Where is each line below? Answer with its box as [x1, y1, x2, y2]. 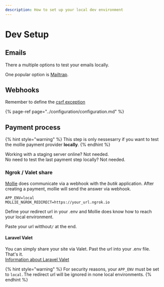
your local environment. [5, 214, 54, 220]
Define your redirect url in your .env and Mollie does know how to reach [5, 208, 152, 214]
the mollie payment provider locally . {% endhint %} [5, 142, 111, 147]
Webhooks [5, 86, 40, 95]
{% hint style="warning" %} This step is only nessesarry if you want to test [5, 137, 159, 143]
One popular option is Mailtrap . [5, 71, 69, 77]
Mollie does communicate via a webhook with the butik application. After [5, 180, 154, 186]
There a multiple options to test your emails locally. [5, 62, 109, 68]
